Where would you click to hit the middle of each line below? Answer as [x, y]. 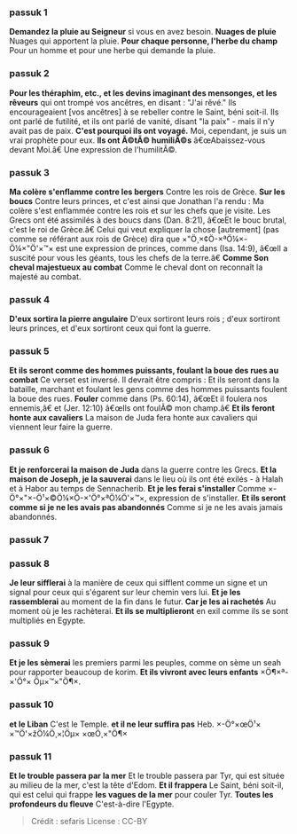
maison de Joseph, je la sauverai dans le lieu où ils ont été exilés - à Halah [146, 479]
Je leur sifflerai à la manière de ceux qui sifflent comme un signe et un [138, 582]
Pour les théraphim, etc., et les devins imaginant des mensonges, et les [143, 93]
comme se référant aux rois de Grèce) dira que [94, 239]
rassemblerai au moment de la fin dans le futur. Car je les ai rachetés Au [143, 602]
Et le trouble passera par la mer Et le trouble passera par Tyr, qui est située [147, 775]
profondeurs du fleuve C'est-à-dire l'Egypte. [92, 804]
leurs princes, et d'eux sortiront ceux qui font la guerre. [110, 328]
